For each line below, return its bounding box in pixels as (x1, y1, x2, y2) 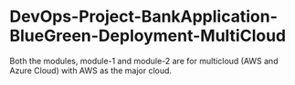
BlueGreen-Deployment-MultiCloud (9, 25, 286, 46)
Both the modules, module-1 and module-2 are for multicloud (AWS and (9, 55, 279, 66)
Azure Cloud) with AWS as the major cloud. (9, 65, 172, 76)
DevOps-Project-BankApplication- (9, 6, 279, 27)
